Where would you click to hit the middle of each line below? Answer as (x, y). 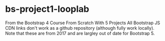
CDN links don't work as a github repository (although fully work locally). (80, 28)
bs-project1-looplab (47, 9)
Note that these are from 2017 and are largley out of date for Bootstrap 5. (80, 33)
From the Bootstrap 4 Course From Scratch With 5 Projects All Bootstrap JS (83, 23)
